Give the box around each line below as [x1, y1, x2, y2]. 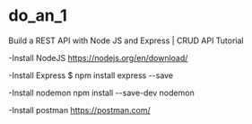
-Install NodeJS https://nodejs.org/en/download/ [8, 52, 188, 63]
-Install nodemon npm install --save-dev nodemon [8, 87, 195, 98]
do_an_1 [8, 5, 68, 26]
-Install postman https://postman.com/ [8, 104, 151, 115]
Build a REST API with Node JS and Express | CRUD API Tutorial [8, 35, 244, 46]
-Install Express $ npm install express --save [8, 69, 174, 81]
